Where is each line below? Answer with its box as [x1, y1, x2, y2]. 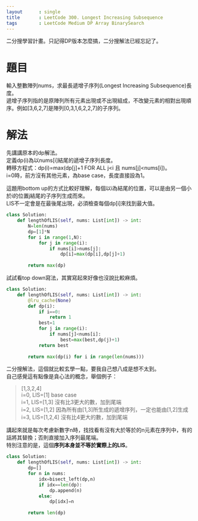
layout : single [6, 8, 61, 15]
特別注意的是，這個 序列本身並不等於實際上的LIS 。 [6, 442, 131, 449]
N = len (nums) [28, 223, 59, 229]
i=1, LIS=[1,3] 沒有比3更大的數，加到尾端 [21, 398, 122, 406]
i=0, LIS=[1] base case [21, 391, 77, 399]
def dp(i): [28, 303, 56, 309]
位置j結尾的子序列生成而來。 [18, 192, 89, 199]
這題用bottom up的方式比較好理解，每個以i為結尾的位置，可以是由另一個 [6, 185, 187, 192]
